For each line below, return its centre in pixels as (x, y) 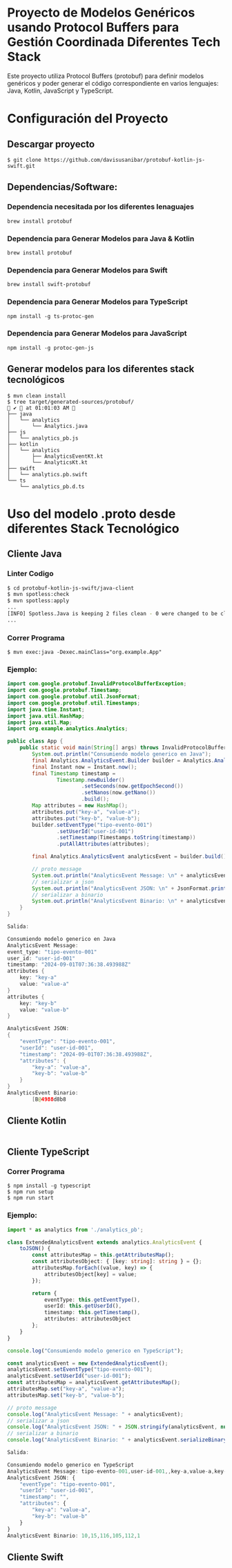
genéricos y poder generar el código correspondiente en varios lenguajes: (113, 83)
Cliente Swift (35, 1557)
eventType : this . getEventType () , (92, 1300)
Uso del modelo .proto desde (91, 514)
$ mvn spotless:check (38, 595)
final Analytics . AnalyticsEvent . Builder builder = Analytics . (123, 760)
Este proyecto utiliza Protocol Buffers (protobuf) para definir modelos (106, 76)
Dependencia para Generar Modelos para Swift (87, 270)
